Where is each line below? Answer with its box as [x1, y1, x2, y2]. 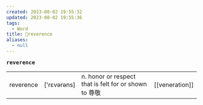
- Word [11, 25, 28, 32]
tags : [6, 20, 20, 26]
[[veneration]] [153, 80, 194, 89]
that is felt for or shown [81, 80, 147, 88]
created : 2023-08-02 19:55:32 [6, 8, 83, 15]
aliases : [6, 37, 28, 43]
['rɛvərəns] [43, 80, 76, 89]
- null [11, 43, 28, 49]
